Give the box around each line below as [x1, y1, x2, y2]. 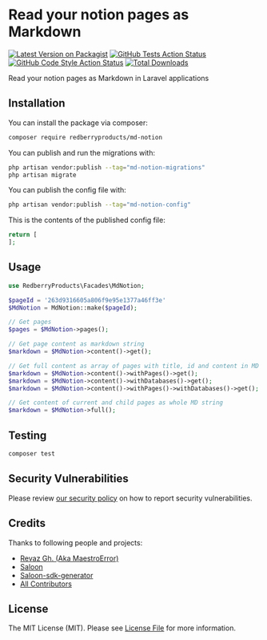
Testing [8, 428, 47, 442]
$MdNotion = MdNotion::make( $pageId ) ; [8, 303, 137, 312]
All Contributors [19, 579, 72, 589]
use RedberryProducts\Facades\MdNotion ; [8, 282, 145, 290]
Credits [8, 516, 46, 530]
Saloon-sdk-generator [19, 570, 94, 580]
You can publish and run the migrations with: [8, 148, 156, 157]
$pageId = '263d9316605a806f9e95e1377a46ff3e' [8, 296, 166, 304]
